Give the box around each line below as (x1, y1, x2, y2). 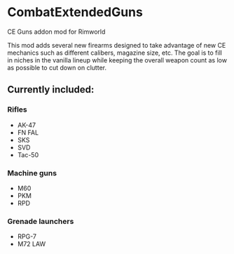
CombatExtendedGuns (7, 4, 144, 20)
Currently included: (7, 83, 95, 95)
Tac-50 (17, 150, 39, 159)
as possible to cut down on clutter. (7, 63, 107, 72)
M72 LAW (17, 240, 46, 248)
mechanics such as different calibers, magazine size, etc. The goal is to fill (7, 48, 222, 57)
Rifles (7, 105, 28, 114)
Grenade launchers (7, 216, 74, 226)
